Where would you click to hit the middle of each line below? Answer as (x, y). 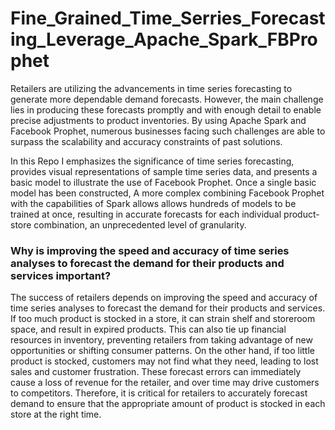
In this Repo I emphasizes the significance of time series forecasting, (152, 161)
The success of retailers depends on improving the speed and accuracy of (164, 298)
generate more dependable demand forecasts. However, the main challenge (167, 99)
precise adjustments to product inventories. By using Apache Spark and (158, 120)
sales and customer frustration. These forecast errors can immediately (156, 372)
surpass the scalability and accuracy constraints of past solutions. (146, 141)
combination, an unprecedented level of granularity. (140, 224)
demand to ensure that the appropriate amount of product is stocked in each (168, 404)
